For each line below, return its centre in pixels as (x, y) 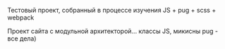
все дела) (22, 38)
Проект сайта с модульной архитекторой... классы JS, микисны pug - (113, 31)
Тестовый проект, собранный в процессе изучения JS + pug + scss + (112, 10)
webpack (21, 17)
